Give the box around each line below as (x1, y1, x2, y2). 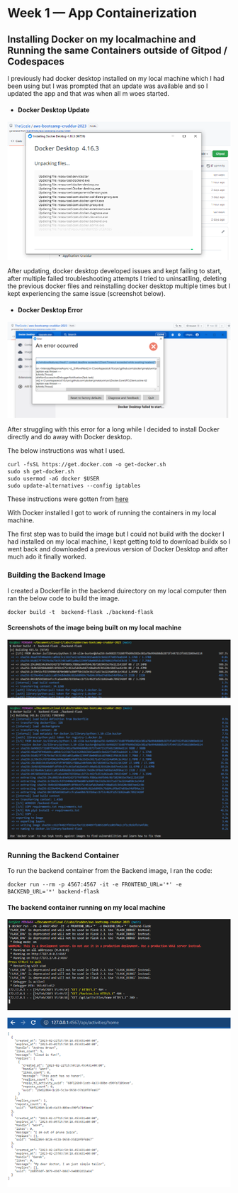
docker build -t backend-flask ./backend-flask (7, 608, 154, 615)
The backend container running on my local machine (7, 903, 166, 911)
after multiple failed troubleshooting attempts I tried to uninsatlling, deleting (7, 275, 227, 283)
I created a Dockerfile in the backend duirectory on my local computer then (7, 586, 227, 595)
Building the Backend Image (7, 570, 106, 580)
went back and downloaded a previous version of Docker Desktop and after (7, 545, 228, 554)
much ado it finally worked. (7, 552, 87, 561)
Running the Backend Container (7, 850, 120, 860)
